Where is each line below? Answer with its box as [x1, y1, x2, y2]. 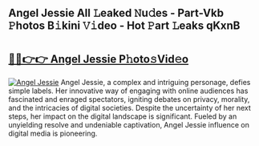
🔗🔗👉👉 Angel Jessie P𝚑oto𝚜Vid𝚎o [8, 52, 189, 66]
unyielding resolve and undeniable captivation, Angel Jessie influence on [8, 120, 250, 129]
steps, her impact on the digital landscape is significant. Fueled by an [8, 112, 237, 121]
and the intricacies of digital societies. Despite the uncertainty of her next [8, 103, 251, 112]
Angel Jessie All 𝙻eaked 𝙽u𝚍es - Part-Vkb [8, 6, 225, 20]
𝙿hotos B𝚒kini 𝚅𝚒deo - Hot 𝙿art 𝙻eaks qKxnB [8, 19, 241, 33]
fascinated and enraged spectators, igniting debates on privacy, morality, [8, 95, 250, 103]
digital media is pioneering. [8, 128, 98, 138]
